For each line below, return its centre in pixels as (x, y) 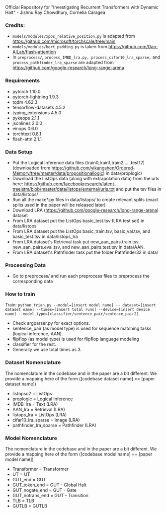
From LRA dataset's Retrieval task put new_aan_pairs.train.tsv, (76, 242)
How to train (20, 294)
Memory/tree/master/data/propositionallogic (58, 173)
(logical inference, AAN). (38, 334)
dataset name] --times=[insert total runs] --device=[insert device (78, 310)
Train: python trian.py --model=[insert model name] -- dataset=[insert (81, 305)
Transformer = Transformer (40, 469)
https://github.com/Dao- (133, 47)
